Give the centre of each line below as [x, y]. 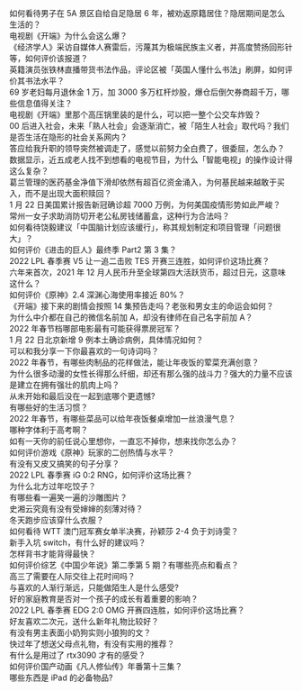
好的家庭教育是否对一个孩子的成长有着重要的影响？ [104, 599]
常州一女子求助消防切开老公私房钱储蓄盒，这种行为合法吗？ [120, 216]
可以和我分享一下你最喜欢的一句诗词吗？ [84, 351]
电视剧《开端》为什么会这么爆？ [68, 36]
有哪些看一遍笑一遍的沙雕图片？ [68, 497]
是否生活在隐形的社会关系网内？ [68, 137]
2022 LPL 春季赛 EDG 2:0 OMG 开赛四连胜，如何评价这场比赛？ [127, 610]
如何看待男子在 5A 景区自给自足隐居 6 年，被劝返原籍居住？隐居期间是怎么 [147, 13]
